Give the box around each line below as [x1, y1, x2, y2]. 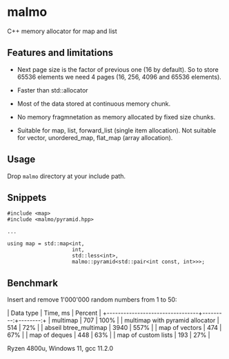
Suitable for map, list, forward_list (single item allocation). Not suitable [17, 126, 217, 135]
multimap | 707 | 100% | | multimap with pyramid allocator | [51, 316, 219, 324]
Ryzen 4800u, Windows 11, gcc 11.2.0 [7, 345, 114, 353]
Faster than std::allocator [17, 86, 88, 94]
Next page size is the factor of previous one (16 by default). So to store [17, 65, 219, 73]
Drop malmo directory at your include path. [7, 172, 126, 180]
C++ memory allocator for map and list [7, 27, 117, 35]
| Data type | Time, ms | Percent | [7, 309, 101, 318]
